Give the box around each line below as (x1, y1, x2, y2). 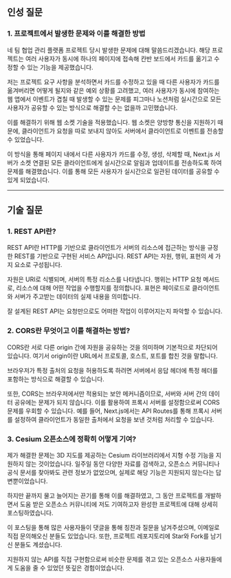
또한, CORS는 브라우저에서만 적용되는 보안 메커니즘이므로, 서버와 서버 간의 (7, 389, 208, 398)
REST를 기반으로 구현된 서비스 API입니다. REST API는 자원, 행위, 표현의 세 (14, 252, 214, 260)
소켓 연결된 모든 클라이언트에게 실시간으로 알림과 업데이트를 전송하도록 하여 (19, 158, 222, 167)
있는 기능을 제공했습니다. (27, 63, 94, 71)
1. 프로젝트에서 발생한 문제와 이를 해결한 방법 (7, 29, 146, 39)
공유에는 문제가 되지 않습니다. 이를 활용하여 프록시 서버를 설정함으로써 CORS (14, 398, 220, 406)
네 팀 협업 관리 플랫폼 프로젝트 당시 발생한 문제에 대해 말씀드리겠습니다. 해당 (7, 45, 211, 54)
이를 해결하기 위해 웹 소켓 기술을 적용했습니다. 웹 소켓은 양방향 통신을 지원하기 (7, 118, 217, 126)
